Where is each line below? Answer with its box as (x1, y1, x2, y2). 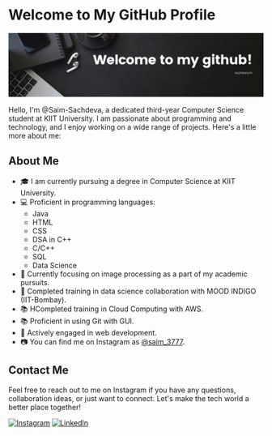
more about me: (8, 130, 62, 140)
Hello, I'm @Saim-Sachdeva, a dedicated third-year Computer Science (8, 105, 244, 114)
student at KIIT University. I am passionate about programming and (8, 113, 232, 123)
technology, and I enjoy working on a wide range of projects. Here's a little (8, 122, 257, 131)
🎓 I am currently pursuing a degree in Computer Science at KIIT (19, 176, 236, 186)
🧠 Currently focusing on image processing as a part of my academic (19, 269, 249, 279)
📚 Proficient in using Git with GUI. (19, 316, 134, 326)
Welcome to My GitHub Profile (8, 6, 216, 24)
